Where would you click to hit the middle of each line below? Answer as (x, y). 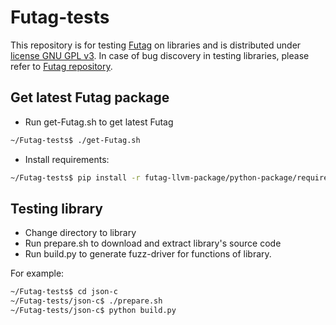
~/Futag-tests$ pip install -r (75, 177)
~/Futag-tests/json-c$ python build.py (93, 311)
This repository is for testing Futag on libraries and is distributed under (156, 45)
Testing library (56, 208)
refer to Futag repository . (61, 66)
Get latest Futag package (90, 97)
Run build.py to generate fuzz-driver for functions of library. (148, 254)
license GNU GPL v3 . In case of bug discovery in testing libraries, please (160, 55)
